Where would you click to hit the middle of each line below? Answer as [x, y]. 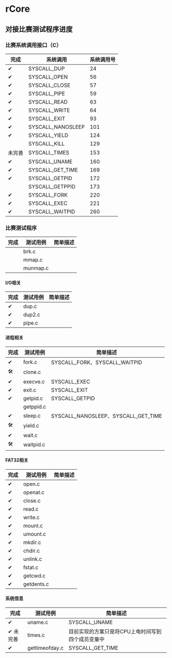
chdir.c [31, 551]
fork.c [30, 362]
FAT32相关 [17, 460]
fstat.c [31, 567]
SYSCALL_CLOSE [49, 85]
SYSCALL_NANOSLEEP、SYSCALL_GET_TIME [106, 416]
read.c [31, 509]
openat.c [34, 492]
